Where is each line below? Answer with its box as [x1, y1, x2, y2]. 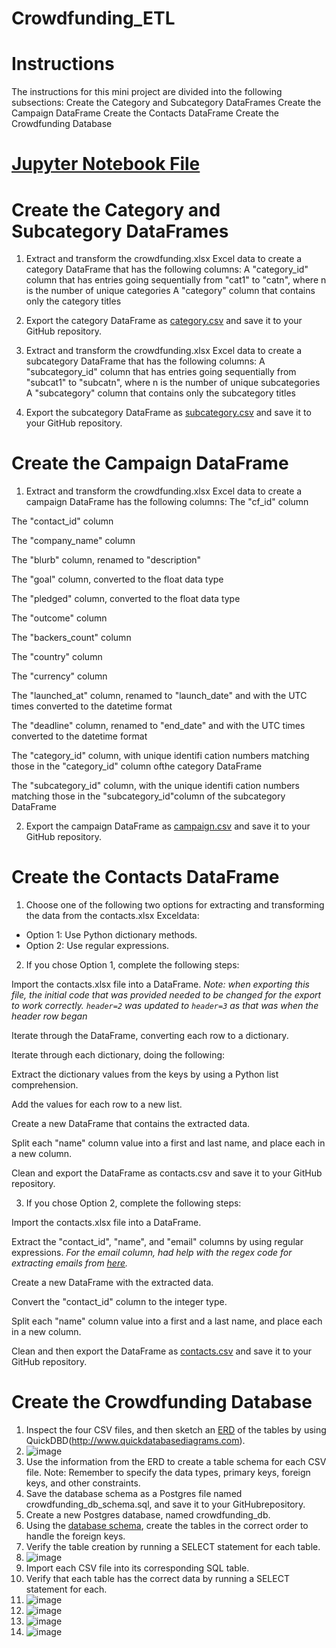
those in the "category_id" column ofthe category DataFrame [11, 760, 263, 772]
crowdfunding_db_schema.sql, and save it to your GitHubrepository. [25, 1498, 306, 1511]
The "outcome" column [11, 612, 108, 624]
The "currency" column [11, 670, 108, 682]
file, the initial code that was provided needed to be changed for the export [11, 989, 322, 1001]
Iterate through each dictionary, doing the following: [11, 1049, 226, 1061]
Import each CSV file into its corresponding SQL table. [25, 1562, 250, 1574]
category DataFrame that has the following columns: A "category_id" [25, 263, 309, 276]
